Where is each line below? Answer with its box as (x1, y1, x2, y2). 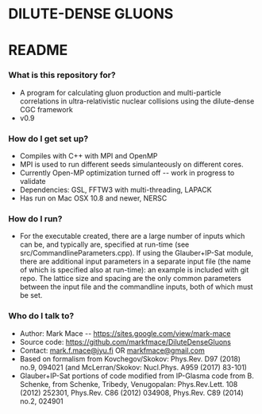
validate (19, 176, 46, 186)
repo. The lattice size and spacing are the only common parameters (19, 274, 242, 283)
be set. (19, 291, 43, 300)
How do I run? (8, 213, 63, 224)
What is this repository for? (8, 69, 117, 80)
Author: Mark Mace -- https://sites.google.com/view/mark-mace (19, 328, 231, 338)
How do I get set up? (8, 133, 89, 144)
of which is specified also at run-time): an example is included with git (19, 265, 249, 275)
